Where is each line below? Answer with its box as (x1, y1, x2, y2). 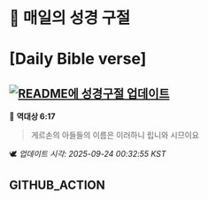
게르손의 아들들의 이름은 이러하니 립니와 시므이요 (30, 130, 199, 141)
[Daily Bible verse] (9, 49, 147, 69)
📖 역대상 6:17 (9, 111, 56, 122)
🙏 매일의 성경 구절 (9, 8, 131, 28)
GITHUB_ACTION (9, 177, 106, 192)
